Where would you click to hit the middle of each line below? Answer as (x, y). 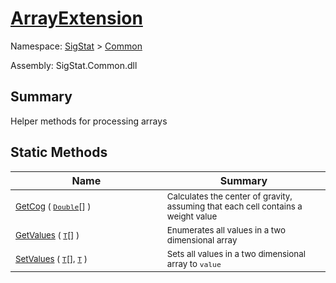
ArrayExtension (76, 18)
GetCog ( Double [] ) (53, 206)
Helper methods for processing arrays (89, 121)
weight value (192, 216)
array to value (194, 263)
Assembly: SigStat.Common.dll (74, 65)
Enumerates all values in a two (226, 230)
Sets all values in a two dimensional (236, 253)
